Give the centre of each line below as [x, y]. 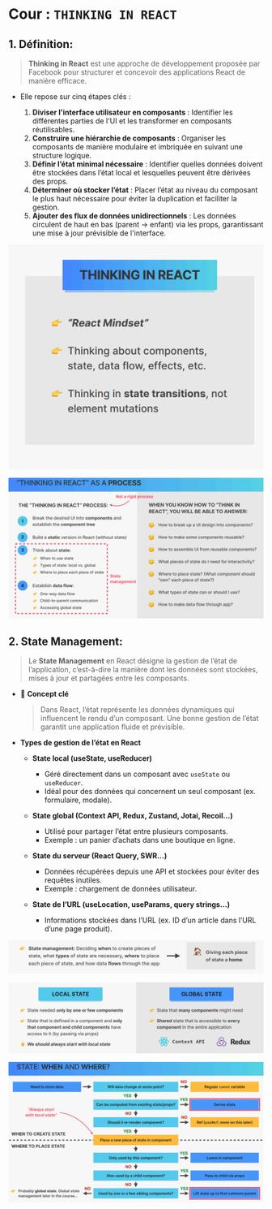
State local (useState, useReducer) [92, 758]
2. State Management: [66, 641]
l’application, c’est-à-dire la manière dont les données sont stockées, [143, 669]
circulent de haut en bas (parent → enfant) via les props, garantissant [148, 225]
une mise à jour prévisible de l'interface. [99, 233]
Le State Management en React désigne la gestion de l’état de [133, 661]
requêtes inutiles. [73, 880]
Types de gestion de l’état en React [81, 742]
